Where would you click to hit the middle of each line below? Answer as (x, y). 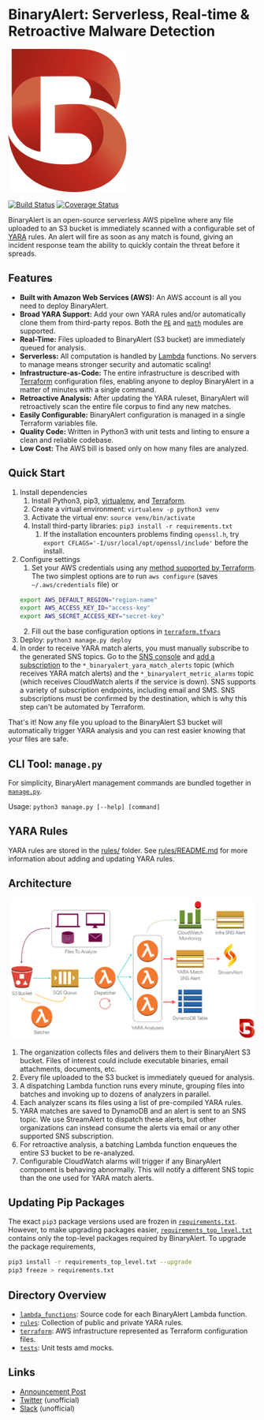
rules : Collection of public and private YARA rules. (101, 1322)
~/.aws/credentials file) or (75, 584)
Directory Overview (57, 1295)
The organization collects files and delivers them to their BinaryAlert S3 (135, 1052)
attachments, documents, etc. (68, 1069)
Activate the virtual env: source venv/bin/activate (113, 517)
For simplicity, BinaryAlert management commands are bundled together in (130, 783)
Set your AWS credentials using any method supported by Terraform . (143, 568)
